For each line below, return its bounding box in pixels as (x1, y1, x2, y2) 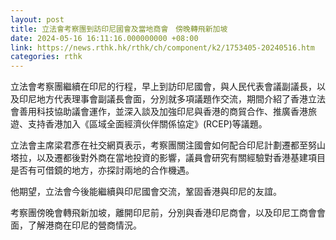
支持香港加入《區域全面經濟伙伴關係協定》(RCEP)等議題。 (27, 118, 268, 130)
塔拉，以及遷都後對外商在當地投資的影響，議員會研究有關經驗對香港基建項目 (10, 152, 326, 164)
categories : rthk (10, 52, 83, 62)
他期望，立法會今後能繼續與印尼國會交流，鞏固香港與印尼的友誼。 (10, 186, 282, 198)
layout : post (10, 14, 65, 25)
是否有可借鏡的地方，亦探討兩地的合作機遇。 (10, 164, 195, 176)
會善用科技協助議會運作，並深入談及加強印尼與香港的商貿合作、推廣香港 (10, 106, 308, 118)
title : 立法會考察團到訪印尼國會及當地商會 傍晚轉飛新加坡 (10, 24, 228, 34)
